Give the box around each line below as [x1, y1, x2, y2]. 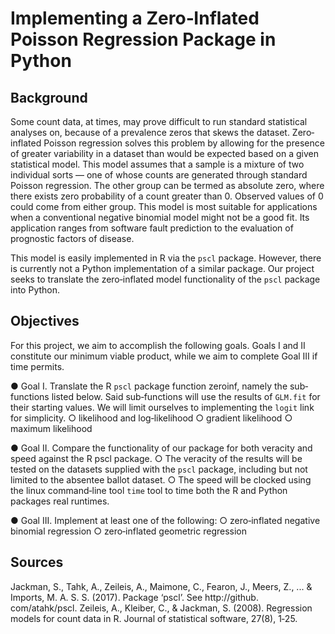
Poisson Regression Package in [10, 28, 277, 51]
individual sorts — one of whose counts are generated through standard [10, 169, 308, 181]
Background [10, 89, 88, 106]
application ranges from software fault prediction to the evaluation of [10, 222, 294, 234]
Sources [10, 554, 64, 571]
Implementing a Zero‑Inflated [10, 7, 260, 30]
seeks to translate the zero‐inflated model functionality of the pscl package [10, 273, 321, 285]
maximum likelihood [10, 422, 93, 434]
